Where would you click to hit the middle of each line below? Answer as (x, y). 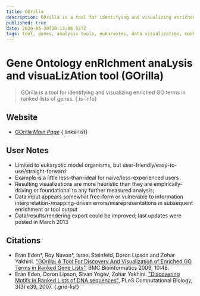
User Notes (27, 150)
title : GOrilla (25, 12)
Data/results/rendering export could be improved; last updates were (98, 216)
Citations (24, 241)
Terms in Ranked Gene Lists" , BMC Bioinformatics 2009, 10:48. (92, 267)
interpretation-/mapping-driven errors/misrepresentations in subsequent (104, 202)
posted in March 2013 (41, 222)
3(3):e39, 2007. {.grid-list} (47, 286)
